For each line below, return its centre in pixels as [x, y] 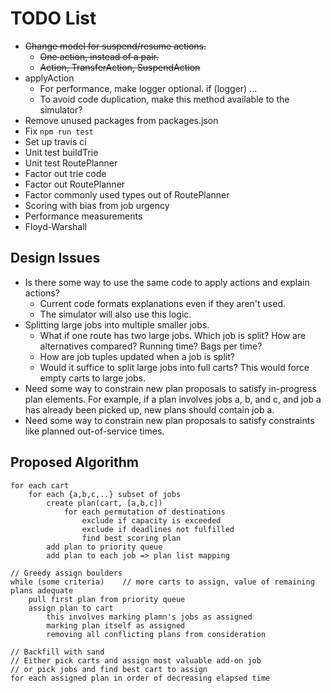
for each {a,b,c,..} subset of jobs [105, 494]
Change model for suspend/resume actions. [115, 46]
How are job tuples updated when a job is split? [137, 356]
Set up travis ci [55, 141]
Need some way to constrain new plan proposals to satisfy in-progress [170, 388]
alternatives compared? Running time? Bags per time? [151, 346]
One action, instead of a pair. [99, 56]
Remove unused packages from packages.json [121, 120]
